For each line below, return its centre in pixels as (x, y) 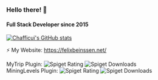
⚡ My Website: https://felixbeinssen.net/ (57, 50)
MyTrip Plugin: (24, 64)
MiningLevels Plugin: (32, 71)
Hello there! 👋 (27, 10)
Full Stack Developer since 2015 (48, 24)
